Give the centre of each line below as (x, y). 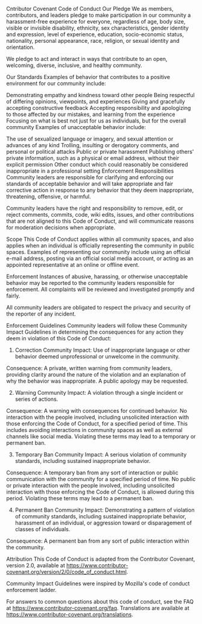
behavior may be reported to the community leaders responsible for (90, 283)
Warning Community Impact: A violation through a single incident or (99, 393)
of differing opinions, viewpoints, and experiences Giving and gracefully (96, 101)
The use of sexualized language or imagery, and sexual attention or (90, 139)
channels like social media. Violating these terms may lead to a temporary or (101, 436)
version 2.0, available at (36, 565)
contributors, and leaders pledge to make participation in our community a (99, 15)
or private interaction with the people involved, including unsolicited (90, 486)
